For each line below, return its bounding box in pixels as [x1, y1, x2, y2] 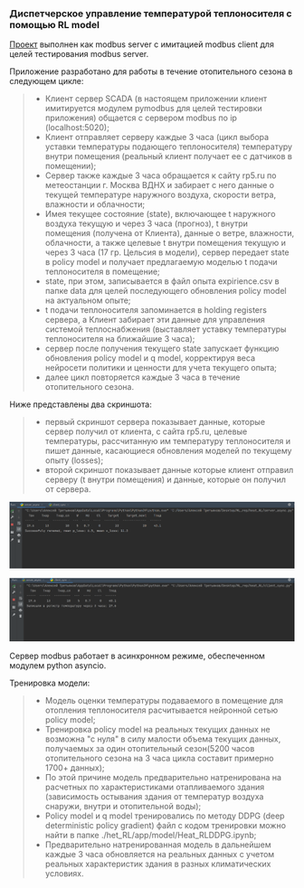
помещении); [44, 161, 97, 172]
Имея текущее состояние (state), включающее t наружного [44, 209, 276, 220]
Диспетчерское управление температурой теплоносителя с [9, 7, 292, 20]
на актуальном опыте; [44, 295, 131, 306]
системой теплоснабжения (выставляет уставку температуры [44, 324, 287, 335]
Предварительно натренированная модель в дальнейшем [44, 839, 271, 850]
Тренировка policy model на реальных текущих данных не [44, 723, 271, 734]
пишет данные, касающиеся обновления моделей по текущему [44, 446, 292, 457]
